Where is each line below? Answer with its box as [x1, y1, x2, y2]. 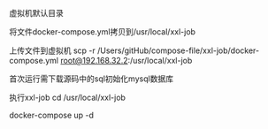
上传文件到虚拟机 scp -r [9, 45, 96, 56]
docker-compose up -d [9, 110, 95, 120]
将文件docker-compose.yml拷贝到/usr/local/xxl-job [9, 27, 196, 37]
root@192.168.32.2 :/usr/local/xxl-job [60, 56, 193, 65]
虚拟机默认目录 [9, 8, 64, 18]
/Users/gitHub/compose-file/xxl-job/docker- [96, 45, 260, 56]
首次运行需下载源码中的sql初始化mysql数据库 [9, 73, 174, 84]
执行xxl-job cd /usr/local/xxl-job [9, 92, 126, 102]
